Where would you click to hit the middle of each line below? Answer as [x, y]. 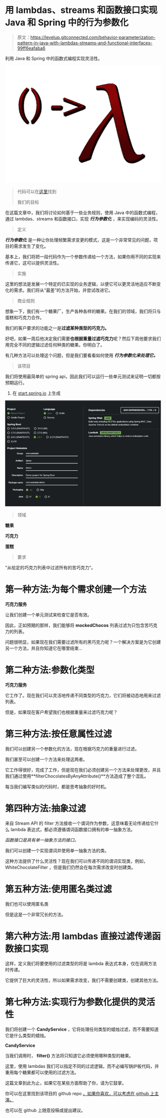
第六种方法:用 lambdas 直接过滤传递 [79, 936]
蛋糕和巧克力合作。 [25, 317]
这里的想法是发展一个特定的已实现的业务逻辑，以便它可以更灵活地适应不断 [81, 284]
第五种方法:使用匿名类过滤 [59, 889]
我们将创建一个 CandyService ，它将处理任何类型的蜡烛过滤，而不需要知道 [82, 1029]
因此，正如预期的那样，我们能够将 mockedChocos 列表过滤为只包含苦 [77, 625]
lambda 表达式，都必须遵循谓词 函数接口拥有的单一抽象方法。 [73, 829]
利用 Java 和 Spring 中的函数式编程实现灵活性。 [54, 58]
